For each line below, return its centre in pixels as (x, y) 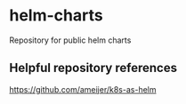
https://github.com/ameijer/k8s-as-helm (83, 89)
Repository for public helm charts (70, 40)
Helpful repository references (93, 68)
